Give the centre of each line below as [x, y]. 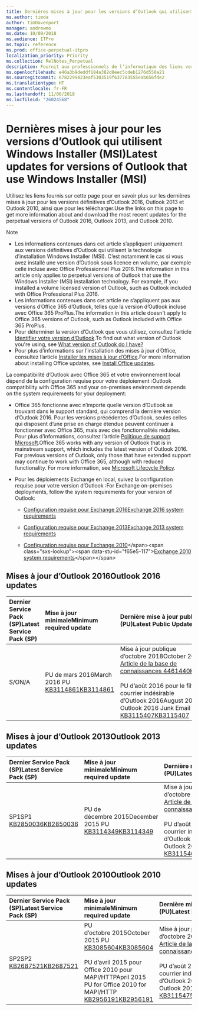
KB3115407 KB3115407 [155, 715]
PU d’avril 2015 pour [113, 962]
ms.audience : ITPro [30, 39]
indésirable [159, 693]
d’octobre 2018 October [153, 656]
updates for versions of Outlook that [97, 167]
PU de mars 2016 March [78, 675]
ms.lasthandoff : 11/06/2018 [41, 94]
